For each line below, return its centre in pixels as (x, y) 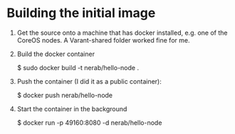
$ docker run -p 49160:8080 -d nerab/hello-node (89, 123)
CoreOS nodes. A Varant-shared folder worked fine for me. (103, 40)
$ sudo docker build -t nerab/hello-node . (78, 67)
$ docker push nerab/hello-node (65, 95)
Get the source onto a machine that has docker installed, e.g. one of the (122, 33)
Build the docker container (56, 54)
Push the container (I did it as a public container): (89, 81)
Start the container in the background (72, 108)
